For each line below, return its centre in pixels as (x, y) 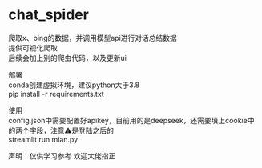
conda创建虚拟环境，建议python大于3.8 (74, 85)
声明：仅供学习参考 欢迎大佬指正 (62, 156)
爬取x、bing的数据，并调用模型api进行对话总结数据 (93, 38)
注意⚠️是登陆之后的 (82, 130)
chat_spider (49, 15)
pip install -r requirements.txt (56, 94)
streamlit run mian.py (43, 139)
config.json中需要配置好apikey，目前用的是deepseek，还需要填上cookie (128, 120)
